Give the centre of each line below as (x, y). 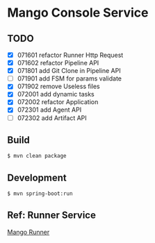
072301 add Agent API (49, 110)
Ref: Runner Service (51, 216)
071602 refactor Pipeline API (58, 63)
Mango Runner (28, 232)
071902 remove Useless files (58, 86)
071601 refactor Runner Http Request (70, 55)
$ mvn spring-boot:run (40, 194)
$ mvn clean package (37, 156)
